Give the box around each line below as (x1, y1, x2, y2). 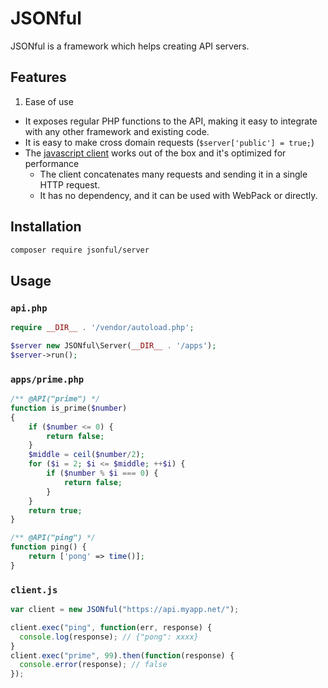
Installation (10, 218, 82, 236)
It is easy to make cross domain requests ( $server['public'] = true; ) (24, 136, 315, 148)
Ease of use (24, 95, 74, 107)
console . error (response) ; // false (19, 660, 168, 670)
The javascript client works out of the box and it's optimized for (24, 147, 287, 159)
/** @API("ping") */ (10, 533, 97, 543)
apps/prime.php (10, 373, 85, 385)
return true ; (28, 505, 83, 516)
